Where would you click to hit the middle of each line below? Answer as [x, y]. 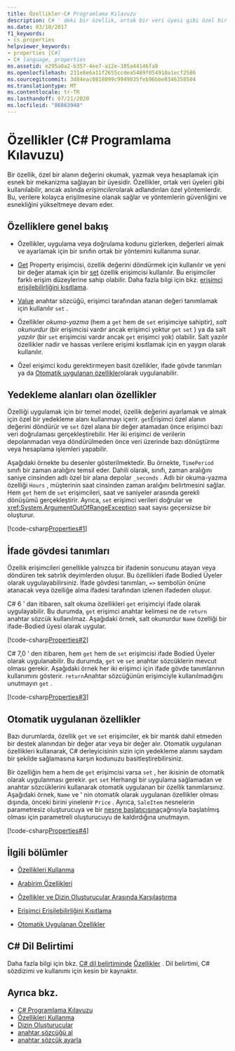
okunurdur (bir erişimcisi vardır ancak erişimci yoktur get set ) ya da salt [122, 329]
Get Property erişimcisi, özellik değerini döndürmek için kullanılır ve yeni [121, 265]
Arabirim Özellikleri [45, 883]
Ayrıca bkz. [33, 993]
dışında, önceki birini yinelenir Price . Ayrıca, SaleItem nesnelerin [101, 802]
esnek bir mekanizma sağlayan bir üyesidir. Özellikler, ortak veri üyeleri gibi [116, 182]
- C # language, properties [47, 60]
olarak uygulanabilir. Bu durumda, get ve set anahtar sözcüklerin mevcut [112, 661]
